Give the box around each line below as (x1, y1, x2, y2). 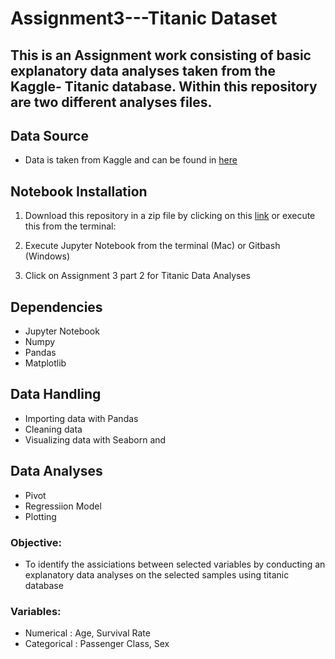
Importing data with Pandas (24, 412, 139, 424)
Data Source (10, 127, 89, 144)
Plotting (24, 510, 57, 522)
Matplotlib (24, 357, 67, 369)
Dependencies (10, 298, 103, 316)
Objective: (10, 535, 62, 549)
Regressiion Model (24, 500, 102, 512)
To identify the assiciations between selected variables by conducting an (24, 558, 326, 570)
